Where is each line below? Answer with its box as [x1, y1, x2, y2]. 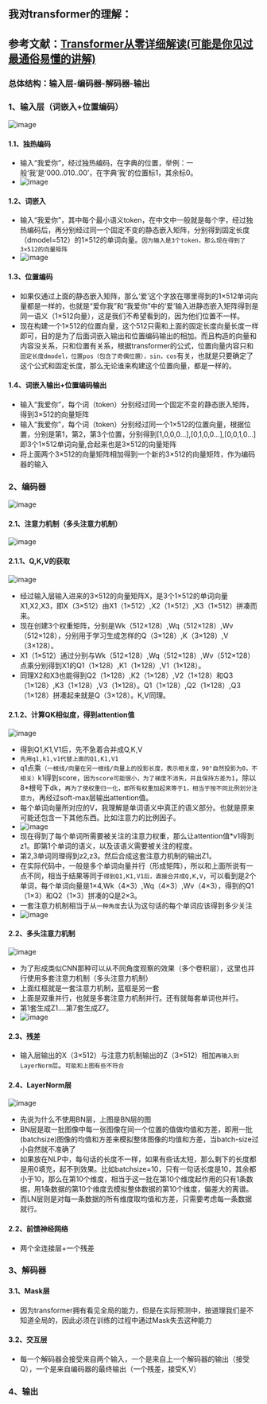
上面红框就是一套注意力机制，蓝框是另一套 [19, 983, 160, 993]
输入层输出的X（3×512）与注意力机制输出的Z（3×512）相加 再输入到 [19, 1051, 240, 1060]
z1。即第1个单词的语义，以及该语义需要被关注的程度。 [19, 841, 197, 850]
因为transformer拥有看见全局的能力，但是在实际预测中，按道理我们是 [19, 1305, 247, 1315]
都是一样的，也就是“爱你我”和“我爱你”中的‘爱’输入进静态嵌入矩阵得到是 [26, 301, 259, 310]
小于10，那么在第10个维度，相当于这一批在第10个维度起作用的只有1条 [19, 1174, 247, 1184]
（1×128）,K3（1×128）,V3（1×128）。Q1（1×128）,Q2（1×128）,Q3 [19, 680, 241, 690]
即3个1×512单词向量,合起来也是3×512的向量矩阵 [19, 439, 177, 449]
